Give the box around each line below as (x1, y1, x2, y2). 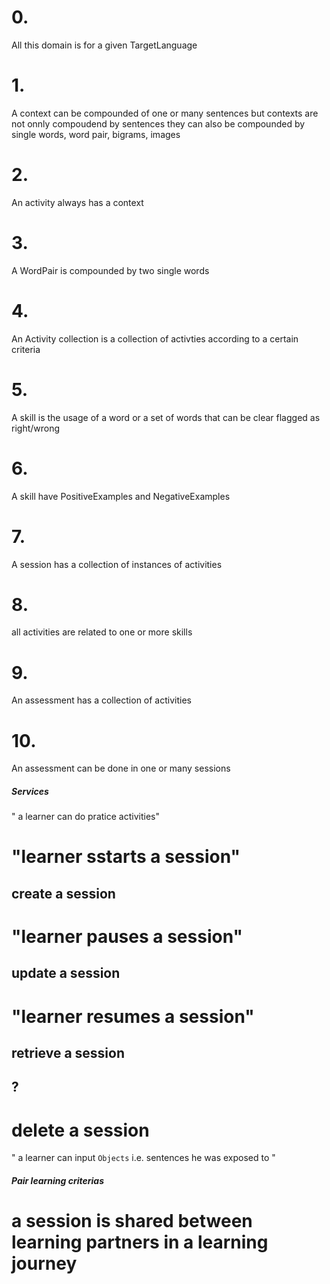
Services (11, 785, 49, 797)
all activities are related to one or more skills (11, 626, 193, 638)
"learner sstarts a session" (11, 846, 241, 868)
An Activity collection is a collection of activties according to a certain (11, 332, 299, 345)
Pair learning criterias (11, 1174, 104, 1186)
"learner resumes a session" (11, 1005, 255, 1028)
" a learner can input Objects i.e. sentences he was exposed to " (11, 1152, 276, 1164)
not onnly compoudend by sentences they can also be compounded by (11, 117, 306, 130)
